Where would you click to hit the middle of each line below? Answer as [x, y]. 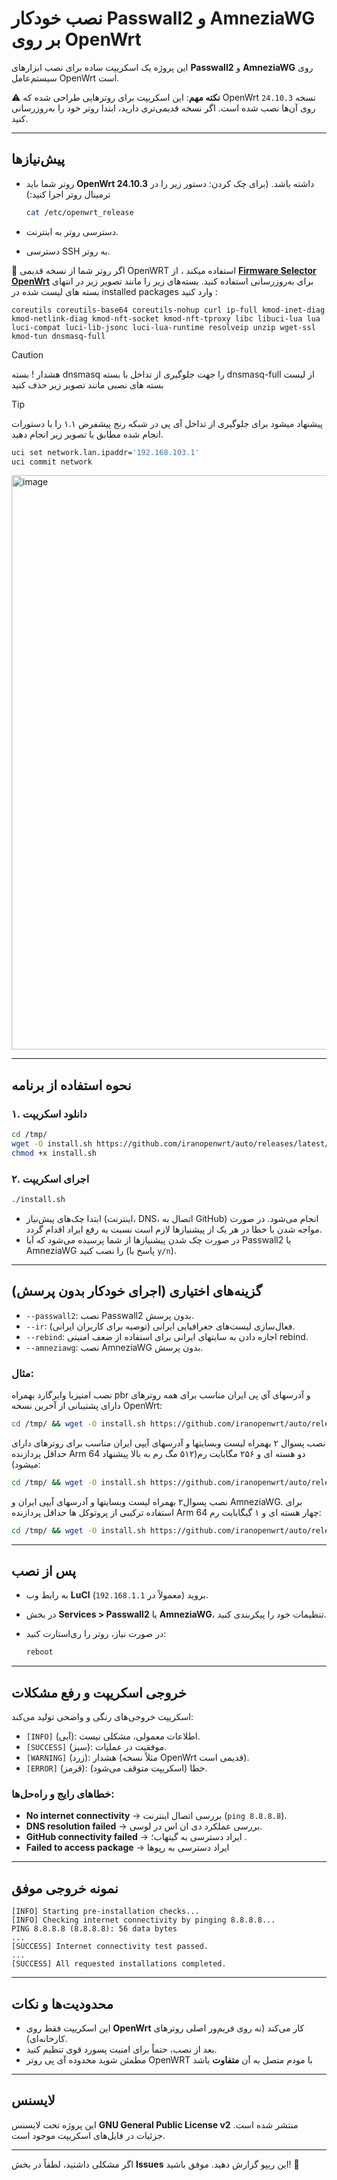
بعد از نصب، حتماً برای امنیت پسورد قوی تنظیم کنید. [121, 2049]
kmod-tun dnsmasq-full [58, 336]
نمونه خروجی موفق [65, 1888]
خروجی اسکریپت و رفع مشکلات [99, 1692]
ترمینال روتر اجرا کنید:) [68, 194]
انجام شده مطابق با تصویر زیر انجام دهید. [87, 434]
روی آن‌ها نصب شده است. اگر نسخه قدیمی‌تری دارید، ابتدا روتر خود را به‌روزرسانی [163, 108]
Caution [27, 354]
